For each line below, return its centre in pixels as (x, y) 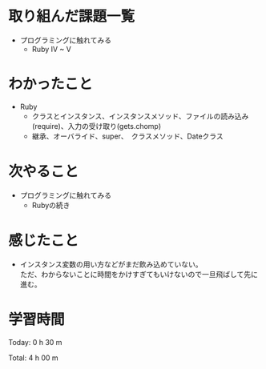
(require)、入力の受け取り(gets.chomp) (97, 126)
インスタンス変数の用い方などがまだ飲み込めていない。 (111, 264)
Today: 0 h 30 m (35, 342)
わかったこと (51, 84)
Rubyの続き (51, 205)
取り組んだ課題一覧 (72, 16)
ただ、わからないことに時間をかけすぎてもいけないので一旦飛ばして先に (139, 274)
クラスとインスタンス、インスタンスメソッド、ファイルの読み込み (140, 116)
